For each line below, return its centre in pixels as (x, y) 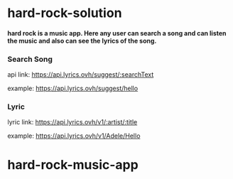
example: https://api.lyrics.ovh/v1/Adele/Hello (74, 136)
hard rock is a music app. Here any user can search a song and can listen (117, 33)
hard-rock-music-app (73, 164)
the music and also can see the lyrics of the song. (82, 40)
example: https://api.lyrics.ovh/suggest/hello (73, 88)
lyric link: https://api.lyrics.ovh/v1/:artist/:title (72, 122)
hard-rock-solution (65, 13)
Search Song (30, 59)
